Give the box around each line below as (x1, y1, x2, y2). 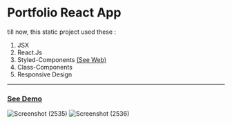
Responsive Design (17, 70, 72, 79)
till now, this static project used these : (7, 28, 116, 36)
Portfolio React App (7, 5, 122, 21)
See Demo (7, 94, 43, 103)
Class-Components (17, 63, 72, 71)
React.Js (17, 48, 43, 56)
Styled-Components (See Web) (17, 55, 107, 63)
